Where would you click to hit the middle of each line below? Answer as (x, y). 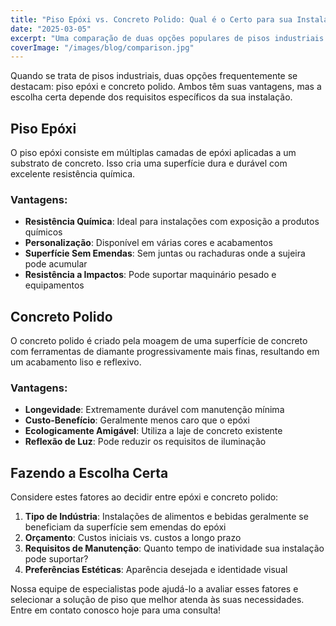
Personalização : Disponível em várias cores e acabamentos (148, 243)
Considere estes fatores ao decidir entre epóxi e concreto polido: (144, 497)
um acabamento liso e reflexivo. (76, 362)
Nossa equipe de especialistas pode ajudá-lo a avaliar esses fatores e (154, 589)
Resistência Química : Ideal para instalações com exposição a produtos (172, 222)
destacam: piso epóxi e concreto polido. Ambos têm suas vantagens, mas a (166, 87)
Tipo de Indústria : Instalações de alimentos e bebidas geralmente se (166, 517)
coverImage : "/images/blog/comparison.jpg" (102, 47)
